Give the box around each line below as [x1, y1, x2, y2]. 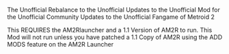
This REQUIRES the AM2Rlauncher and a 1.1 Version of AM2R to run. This [7, 26, 213, 34]
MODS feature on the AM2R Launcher [7, 40, 114, 48]
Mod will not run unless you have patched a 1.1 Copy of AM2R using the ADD [7, 33, 223, 41]
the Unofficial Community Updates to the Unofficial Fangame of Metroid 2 [7, 13, 215, 21]
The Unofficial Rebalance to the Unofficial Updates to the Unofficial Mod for [7, 6, 220, 13]
